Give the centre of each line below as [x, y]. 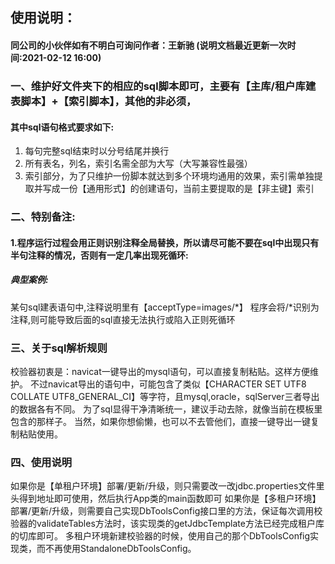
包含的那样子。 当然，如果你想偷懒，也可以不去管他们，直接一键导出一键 [160, 421]
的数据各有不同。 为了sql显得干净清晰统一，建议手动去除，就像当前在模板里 [166, 409]
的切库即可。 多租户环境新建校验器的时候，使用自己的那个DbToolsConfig [160, 536]
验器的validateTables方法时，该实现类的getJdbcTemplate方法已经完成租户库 [167, 524]
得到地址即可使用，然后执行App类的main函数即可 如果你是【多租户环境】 [170, 499]
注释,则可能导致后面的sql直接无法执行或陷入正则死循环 [123, 319]
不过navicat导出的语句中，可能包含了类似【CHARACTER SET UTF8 [168, 384]
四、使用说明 [41, 462]
